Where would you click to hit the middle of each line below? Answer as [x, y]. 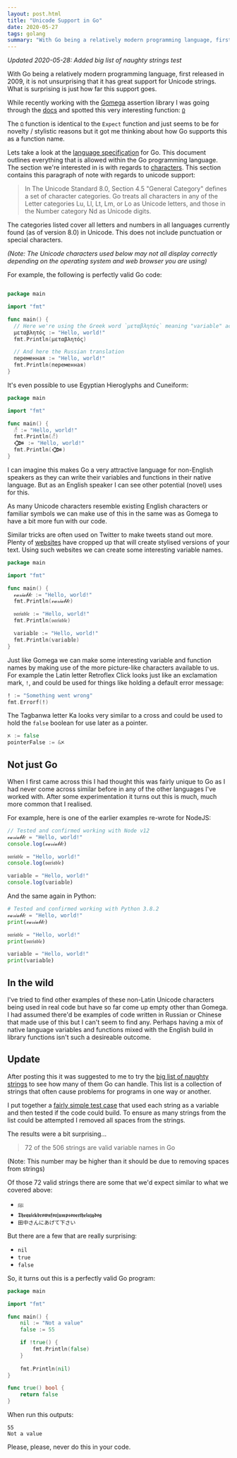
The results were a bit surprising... [57, 1134]
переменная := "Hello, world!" [60, 358]
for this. [19, 492]
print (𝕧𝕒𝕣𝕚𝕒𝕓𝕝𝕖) [31, 961]
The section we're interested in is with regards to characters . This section [114, 167]
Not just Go [32, 765]
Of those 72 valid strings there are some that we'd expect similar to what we [118, 1182]
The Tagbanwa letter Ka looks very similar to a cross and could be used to [115, 716]
